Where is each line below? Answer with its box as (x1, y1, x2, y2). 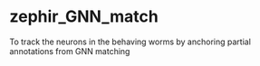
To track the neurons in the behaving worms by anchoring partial (9, 36, 252, 47)
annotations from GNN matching (9, 45, 130, 56)
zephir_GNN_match (9, 6, 159, 27)
